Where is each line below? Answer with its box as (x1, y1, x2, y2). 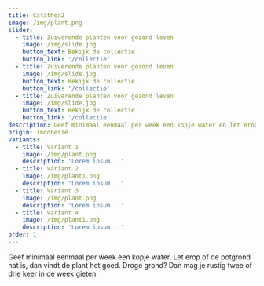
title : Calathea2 (8, 11, 65, 20)
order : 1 (8, 231, 37, 239)
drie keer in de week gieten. (8, 269, 98, 278)
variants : (8, 135, 41, 144)
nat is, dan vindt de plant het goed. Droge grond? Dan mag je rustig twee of (8, 260, 253, 269)
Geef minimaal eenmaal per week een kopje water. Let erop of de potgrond (8, 252, 251, 262)
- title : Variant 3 (15, 186, 79, 195)
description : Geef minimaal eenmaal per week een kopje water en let (8, 121, 241, 129)
